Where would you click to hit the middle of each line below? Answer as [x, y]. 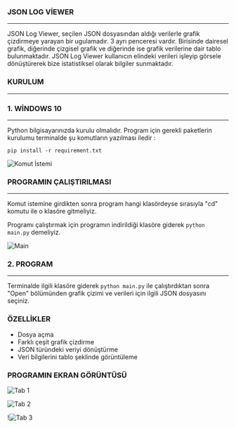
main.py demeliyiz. [34, 233]
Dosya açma [35, 335]
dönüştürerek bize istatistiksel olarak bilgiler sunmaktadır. [90, 64]
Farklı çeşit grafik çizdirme [56, 342]
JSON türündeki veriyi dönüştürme [67, 349]
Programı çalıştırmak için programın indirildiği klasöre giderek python [106, 225]
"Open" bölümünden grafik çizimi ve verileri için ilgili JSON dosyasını [107, 293]
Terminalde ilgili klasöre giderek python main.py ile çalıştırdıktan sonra [109, 286]
